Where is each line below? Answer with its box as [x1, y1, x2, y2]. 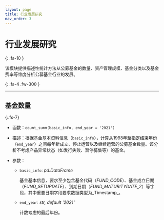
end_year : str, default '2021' [19, 199, 75, 205]
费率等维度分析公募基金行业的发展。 [5, 71, 78, 77]
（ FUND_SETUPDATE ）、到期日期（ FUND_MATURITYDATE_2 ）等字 [19, 184, 155, 190]
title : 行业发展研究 [5, 12, 42, 17]
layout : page [5, 7, 32, 12]
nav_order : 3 [5, 16, 32, 21]
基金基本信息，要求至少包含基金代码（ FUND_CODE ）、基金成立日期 [19, 177, 155, 183]
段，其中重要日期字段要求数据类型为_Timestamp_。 [19, 190, 123, 196]
